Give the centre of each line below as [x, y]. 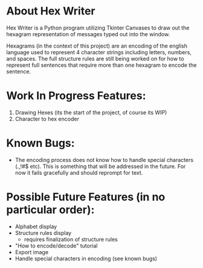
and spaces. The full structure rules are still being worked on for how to [95, 58]
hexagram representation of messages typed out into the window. [88, 34]
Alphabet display [36, 226]
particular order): [50, 210]
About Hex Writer [51, 11]
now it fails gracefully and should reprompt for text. [79, 172]
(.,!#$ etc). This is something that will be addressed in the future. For [100, 166]
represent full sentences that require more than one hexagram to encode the [101, 65]
